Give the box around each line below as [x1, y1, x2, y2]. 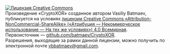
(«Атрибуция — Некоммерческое [67, 21, 140, 27]
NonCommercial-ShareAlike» [5, 21, 66, 27]
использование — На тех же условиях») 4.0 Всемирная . [5, 26, 128, 33]
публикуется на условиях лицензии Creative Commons [5, 16, 124, 21]
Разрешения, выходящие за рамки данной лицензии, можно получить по [5, 37, 165, 43]
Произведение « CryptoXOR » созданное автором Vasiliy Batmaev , [5, 10, 147, 16]
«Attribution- [124, 16, 152, 21]
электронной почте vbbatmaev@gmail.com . [5, 43, 99, 48]
